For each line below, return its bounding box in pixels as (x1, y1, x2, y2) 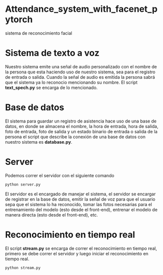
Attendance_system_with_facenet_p (5, 3, 158, 15)
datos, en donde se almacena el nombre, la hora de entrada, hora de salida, (5, 123, 159, 129)
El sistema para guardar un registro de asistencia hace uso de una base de (5, 118, 157, 124)
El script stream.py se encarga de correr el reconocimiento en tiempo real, (5, 245, 157, 251)
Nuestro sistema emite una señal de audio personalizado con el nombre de (5, 63, 157, 69)
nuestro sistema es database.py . (5, 139, 72, 145)
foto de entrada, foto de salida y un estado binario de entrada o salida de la (5, 128, 158, 134)
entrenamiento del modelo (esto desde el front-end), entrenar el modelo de (5, 207, 158, 213)
